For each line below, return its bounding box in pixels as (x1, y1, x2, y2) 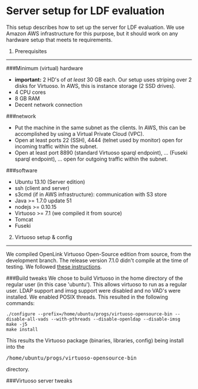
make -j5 (6, 321, 28, 327)
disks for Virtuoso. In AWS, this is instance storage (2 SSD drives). (14, 82, 176, 89)
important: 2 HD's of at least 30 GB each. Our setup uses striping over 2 (14, 76, 192, 83)
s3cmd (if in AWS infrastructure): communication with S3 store (14, 191, 167, 198)
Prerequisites (14, 47, 47, 54)
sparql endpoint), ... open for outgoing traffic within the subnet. (14, 155, 168, 162)
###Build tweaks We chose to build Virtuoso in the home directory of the (6, 274, 183, 282)
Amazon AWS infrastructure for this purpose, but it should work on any (6, 30, 179, 37)
